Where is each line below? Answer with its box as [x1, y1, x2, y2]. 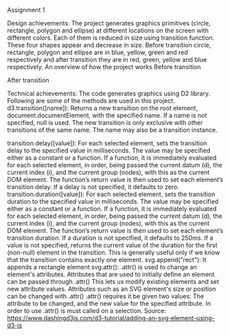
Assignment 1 [7, 6, 45, 14]
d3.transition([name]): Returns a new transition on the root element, [7, 104, 198, 112]
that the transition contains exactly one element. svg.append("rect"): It [7, 256, 207, 263]
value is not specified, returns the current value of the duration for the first [7, 241, 218, 249]
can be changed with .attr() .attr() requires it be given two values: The [7, 292, 205, 300]
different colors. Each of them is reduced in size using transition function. [7, 34, 215, 42]
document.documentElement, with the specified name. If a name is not [7, 111, 207, 119]
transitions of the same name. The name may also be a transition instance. [7, 126, 218, 134]
